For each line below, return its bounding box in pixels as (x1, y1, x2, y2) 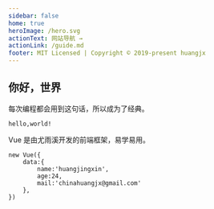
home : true (8, 19, 45, 27)
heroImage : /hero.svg (8, 27, 81, 35)
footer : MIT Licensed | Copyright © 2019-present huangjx (8, 49, 206, 57)
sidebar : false (8, 11, 59, 20)
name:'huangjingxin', (37, 165, 110, 173)
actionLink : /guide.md (8, 42, 84, 50)
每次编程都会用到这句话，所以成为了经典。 (8, 104, 149, 113)
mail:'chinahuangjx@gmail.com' (37, 178, 142, 187)
